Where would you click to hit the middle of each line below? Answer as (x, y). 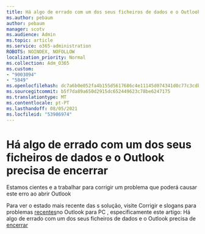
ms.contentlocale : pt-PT (38, 103)
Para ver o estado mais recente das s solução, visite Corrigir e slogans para (101, 206)
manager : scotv (26, 29)
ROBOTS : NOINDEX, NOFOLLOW (41, 52)
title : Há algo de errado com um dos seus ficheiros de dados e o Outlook (103, 12)
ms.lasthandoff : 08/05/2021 (42, 108)
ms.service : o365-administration (49, 46)
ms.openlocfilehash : (33, 86)
